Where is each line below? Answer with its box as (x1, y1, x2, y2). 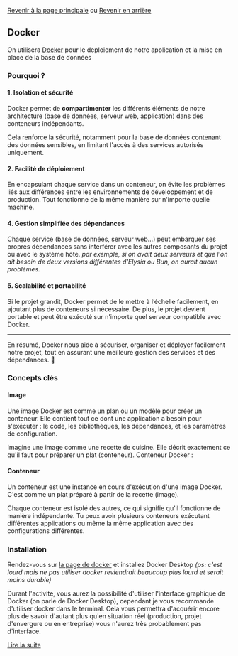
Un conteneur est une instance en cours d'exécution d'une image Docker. (7, 483, 222, 491)
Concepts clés (7, 373, 58, 383)
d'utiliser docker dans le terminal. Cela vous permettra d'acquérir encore (7, 604, 220, 613)
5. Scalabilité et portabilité (7, 281, 86, 290)
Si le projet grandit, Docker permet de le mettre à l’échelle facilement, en (7, 297, 219, 306)
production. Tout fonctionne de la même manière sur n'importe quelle (7, 195, 210, 204)
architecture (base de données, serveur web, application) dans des (7, 112, 204, 120)
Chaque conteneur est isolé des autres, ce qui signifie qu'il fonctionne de (7, 504, 221, 512)
